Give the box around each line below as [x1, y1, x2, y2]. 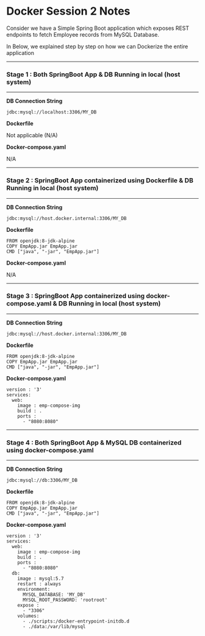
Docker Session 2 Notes [6, 4, 131, 18]
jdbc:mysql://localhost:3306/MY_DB [6, 109, 97, 115]
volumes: [17, 613, 40, 620]
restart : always [17, 581, 62, 587]
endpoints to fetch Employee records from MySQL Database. [6, 30, 160, 38]
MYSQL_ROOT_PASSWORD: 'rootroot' [22, 597, 108, 603]
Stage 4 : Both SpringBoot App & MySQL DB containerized [6, 438, 182, 446]
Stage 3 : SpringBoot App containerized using [6, 291, 145, 300]
